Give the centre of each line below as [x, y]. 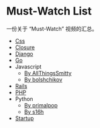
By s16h [34, 112]
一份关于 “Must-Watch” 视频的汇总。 [52, 29]
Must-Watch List [49, 11]
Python [24, 99]
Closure [25, 47]
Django [24, 53]
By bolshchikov [43, 79]
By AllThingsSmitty [48, 73]
